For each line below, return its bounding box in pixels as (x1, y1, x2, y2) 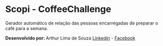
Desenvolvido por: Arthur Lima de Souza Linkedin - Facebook (5, 35, 136, 41)
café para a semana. (5, 25, 48, 31)
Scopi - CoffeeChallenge (5, 3, 112, 15)
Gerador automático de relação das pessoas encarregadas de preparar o (5, 20, 158, 26)
